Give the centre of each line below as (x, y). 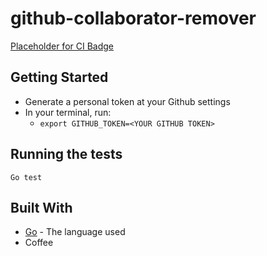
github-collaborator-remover (133, 18)
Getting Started (59, 77)
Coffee (39, 243)
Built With (41, 207)
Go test (26, 177)
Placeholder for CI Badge (62, 46)
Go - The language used (75, 232)
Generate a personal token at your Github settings (127, 101)
